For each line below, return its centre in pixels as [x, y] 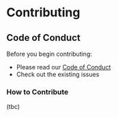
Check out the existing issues [58, 74]
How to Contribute [38, 92]
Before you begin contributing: [49, 54]
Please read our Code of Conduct [63, 67]
